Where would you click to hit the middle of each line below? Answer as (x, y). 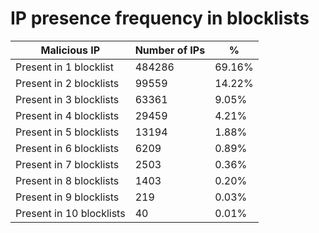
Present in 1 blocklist (64, 67)
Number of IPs (170, 50)
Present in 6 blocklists (67, 148)
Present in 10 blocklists (70, 213)
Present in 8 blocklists (67, 180)
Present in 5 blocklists (67, 132)
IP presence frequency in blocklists (160, 18)
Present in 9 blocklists (67, 197)
